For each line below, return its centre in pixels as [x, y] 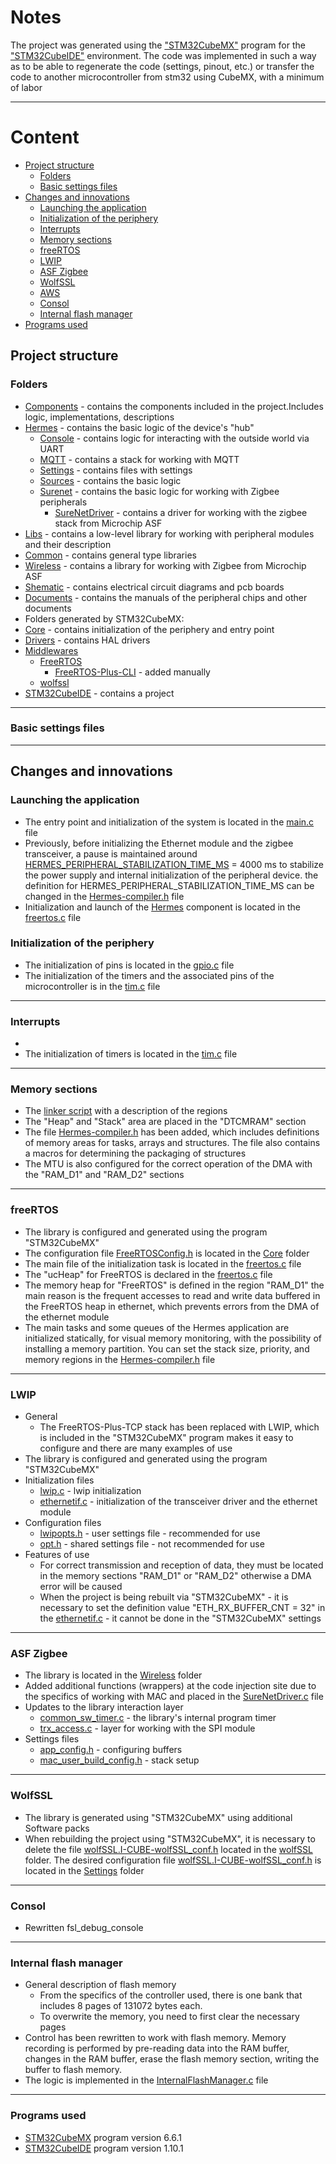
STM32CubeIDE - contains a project [99, 693]
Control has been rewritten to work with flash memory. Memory [155, 2038]
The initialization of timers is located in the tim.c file [131, 1054]
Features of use [57, 1555]
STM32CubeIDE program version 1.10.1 [104, 2148]
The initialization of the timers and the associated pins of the [149, 975]
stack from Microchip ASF [108, 523]
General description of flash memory [100, 1985]
